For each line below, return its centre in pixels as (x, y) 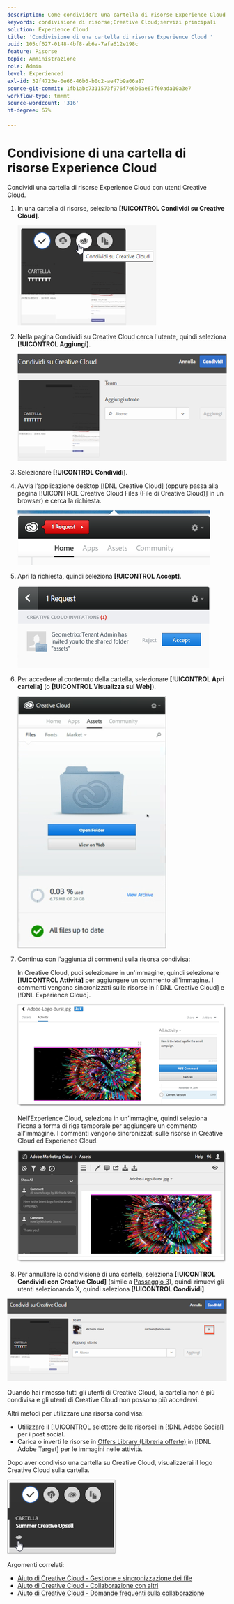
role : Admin (24, 66)
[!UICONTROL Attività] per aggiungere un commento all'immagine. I (115, 980)
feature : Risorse (32, 52)
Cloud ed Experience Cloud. (58, 1141)
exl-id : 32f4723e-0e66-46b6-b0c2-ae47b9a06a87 (76, 81)
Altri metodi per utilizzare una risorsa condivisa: (76, 1413)
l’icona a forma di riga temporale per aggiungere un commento (107, 1126)
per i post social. (41, 1434)
